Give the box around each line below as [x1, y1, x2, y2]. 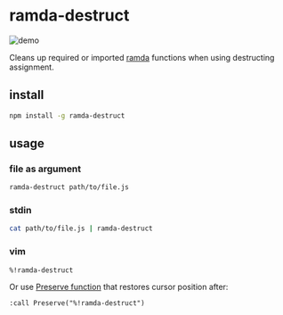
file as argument [9, 162, 82, 175]
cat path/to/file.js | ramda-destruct [9, 224, 153, 233]
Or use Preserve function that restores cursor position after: [9, 281, 229, 292]
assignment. [9, 62, 55, 72]
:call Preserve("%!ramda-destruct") [9, 298, 145, 308]
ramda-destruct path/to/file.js [9, 183, 129, 192]
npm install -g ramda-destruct [9, 111, 125, 120]
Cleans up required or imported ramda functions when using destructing [9, 52, 275, 62]
